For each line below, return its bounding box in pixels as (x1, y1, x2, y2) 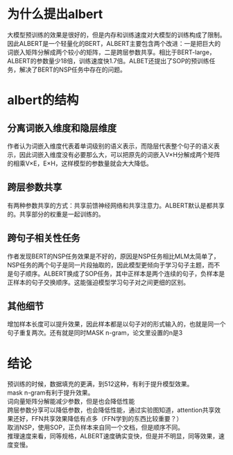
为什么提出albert (7, 6, 103, 22)
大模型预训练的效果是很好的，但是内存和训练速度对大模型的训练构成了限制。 (7, 31, 226, 39)
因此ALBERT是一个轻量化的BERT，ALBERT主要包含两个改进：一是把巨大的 (7, 39, 221, 47)
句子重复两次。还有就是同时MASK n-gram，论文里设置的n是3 (7, 329, 183, 337)
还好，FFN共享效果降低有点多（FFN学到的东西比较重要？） (12, 415, 183, 423)
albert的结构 (7, 92, 79, 108)
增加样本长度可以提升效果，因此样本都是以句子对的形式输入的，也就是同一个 (7, 320, 226, 329)
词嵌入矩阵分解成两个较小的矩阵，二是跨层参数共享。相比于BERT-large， (7, 48, 216, 56)
